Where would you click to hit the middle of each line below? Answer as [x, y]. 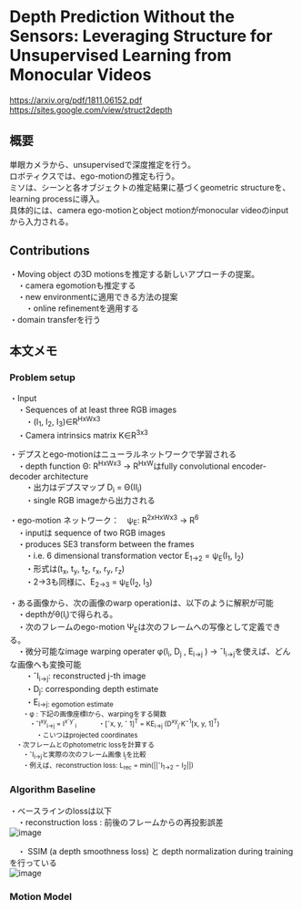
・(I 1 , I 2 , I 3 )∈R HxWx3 [63, 422]
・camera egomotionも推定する [76, 285]
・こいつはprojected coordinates [87, 735]
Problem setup [42, 377]
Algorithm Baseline [53, 790]
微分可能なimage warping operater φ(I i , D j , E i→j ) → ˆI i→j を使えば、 [150, 652]
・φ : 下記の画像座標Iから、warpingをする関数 [94, 714]
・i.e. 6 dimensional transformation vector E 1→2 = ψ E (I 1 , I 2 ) [135, 557]
